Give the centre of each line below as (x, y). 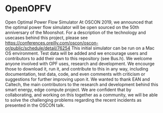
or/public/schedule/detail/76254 (38, 48)
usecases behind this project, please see (46, 38)
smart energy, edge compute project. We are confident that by (68, 90)
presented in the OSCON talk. (35, 105)
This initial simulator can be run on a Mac (113, 48)
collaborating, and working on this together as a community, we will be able (81, 95)
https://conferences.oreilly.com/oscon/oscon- (52, 43)
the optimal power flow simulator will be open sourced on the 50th (72, 27)
